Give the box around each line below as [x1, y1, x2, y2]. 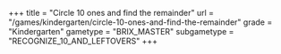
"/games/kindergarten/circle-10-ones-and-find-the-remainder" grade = [8, 17, 273, 27]
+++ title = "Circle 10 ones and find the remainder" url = [8, 8, 215, 18]
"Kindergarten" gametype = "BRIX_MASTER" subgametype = [8, 27, 234, 36]
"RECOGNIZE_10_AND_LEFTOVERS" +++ [8, 35, 158, 46]
